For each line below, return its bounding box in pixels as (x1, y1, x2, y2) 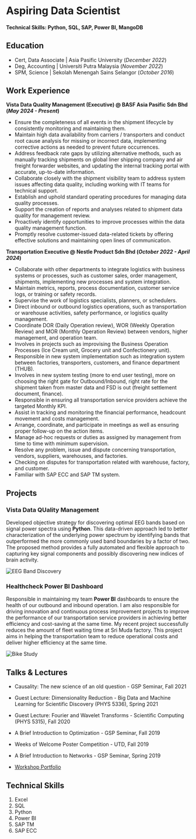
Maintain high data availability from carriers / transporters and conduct (14, 131, 185, 138)
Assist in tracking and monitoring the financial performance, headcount (14, 409, 186, 416)
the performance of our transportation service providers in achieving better (6, 614, 187, 621)
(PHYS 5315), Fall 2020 (14, 718, 71, 725)
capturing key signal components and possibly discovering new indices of (6, 550, 184, 557)
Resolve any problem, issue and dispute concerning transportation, (14, 446, 176, 453)
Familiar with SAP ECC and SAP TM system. (14, 471, 121, 478)
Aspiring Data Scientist (6, 4, 121, 18)
